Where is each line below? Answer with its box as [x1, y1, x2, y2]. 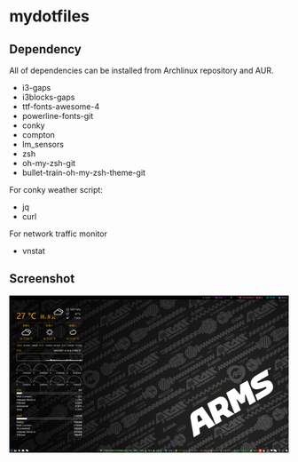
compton [21, 130, 56, 139]
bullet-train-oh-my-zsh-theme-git [21, 167, 146, 178]
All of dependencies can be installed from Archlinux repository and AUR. [9, 65, 274, 76]
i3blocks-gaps [21, 92, 75, 102]
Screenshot [9, 271, 75, 286]
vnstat [21, 246, 46, 256]
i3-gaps [21, 83, 51, 92]
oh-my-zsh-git [21, 158, 76, 168]
